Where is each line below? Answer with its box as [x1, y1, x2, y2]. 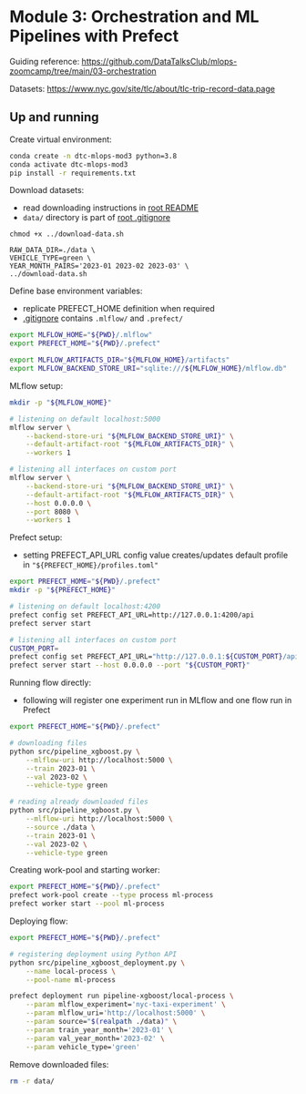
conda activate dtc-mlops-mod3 [9, 159, 128, 169]
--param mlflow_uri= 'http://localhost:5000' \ [25, 1008, 206, 1017]
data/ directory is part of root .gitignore [22, 212, 171, 223]
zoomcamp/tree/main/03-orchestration [9, 66, 157, 77]
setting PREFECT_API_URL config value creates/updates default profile [22, 549, 289, 561]
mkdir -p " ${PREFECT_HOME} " [9, 586, 117, 595]
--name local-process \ [25, 966, 117, 976]
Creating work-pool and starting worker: [9, 864, 161, 875]
